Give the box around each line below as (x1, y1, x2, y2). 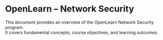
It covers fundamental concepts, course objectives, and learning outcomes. (5, 29, 159, 35)
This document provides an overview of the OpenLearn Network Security (5, 19, 154, 25)
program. (5, 24, 24, 30)
